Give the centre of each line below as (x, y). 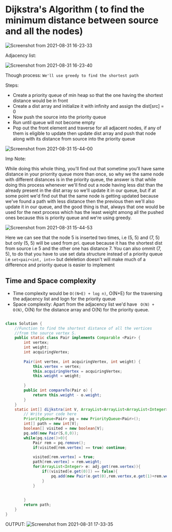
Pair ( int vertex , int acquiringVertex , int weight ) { (82, 362)
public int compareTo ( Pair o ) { (58, 390)
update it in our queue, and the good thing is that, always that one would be (85, 207)
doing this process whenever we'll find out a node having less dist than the (84, 185)
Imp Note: (16, 159)
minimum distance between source (82, 20)
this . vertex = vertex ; (57, 366)
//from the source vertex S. (46, 333)
